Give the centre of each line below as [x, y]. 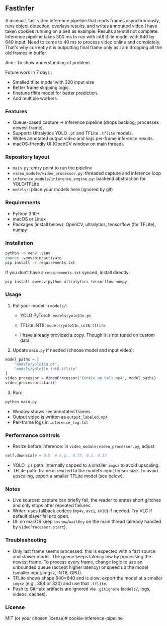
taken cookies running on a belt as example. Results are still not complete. [82, 31]
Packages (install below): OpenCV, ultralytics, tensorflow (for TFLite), [84, 224]
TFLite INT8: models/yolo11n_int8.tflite [63, 325]
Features [16, 111]
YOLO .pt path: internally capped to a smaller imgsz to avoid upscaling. [86, 465]
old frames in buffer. [26, 53]
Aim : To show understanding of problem [48, 62]
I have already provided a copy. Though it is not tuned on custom [87, 335]
